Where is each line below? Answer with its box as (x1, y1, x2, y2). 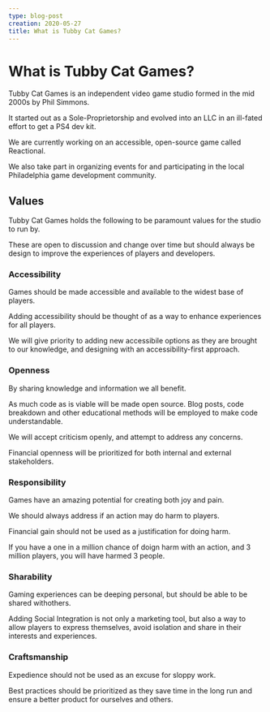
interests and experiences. (8, 631, 97, 641)
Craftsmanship (8, 651, 69, 662)
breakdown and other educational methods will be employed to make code (8, 408, 258, 417)
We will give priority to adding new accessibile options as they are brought (8, 336, 258, 346)
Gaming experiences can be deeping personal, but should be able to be (8, 589, 248, 599)
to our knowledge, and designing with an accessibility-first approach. (8, 344, 241, 354)
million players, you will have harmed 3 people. (8, 551, 165, 561)
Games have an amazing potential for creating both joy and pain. (8, 495, 225, 505)
